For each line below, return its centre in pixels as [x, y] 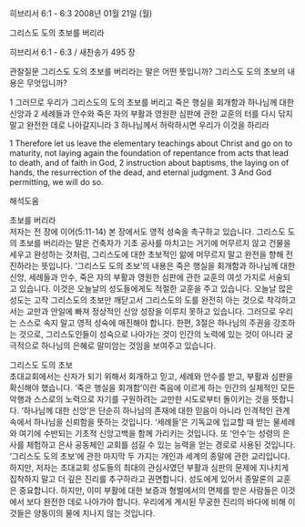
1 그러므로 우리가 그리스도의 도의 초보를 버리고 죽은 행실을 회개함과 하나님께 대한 [152, 102]
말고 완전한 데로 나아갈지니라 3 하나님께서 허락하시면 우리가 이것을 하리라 [140, 125]
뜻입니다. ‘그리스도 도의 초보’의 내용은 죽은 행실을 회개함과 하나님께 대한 [168, 266]
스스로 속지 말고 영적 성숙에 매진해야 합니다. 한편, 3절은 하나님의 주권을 [145, 323]
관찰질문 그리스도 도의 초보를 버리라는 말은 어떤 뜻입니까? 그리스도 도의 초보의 [147, 72]
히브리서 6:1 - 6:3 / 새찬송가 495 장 [72, 52]
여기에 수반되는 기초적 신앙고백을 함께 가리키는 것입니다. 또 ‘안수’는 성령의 [149, 433]
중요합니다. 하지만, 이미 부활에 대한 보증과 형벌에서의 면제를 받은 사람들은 [149, 490]
